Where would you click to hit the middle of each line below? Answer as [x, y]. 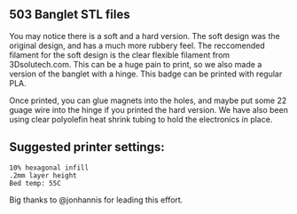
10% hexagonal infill [49, 168]
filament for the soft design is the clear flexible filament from [120, 55]
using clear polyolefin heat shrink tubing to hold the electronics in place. [141, 119]
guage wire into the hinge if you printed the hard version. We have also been [148, 109]
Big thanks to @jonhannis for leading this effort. [96, 200]
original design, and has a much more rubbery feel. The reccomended [137, 45]
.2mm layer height [43, 175]
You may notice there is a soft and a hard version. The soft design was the [145, 36]
